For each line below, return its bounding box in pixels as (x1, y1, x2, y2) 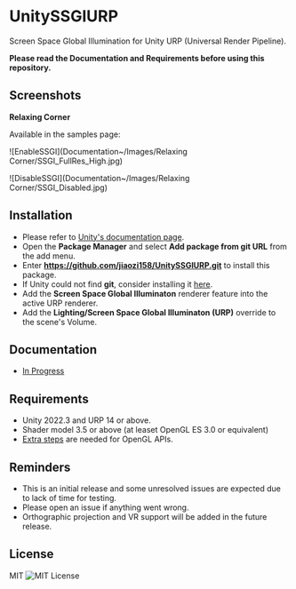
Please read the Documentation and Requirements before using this (9, 52, 265, 63)
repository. (9, 62, 52, 73)
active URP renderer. (21, 298, 99, 308)
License (9, 546, 54, 561)
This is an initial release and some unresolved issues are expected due (21, 483, 282, 494)
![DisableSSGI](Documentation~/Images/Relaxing (9, 172, 190, 183)
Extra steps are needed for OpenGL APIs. (21, 434, 173, 445)
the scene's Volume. (21, 316, 98, 327)
